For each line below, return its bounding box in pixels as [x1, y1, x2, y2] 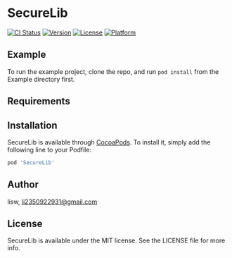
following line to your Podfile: [7, 145, 92, 154]
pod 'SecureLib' [7, 159, 55, 166]
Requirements [7, 95, 70, 107]
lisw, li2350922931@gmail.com [7, 197, 98, 206]
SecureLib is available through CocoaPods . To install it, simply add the [7, 137, 211, 146]
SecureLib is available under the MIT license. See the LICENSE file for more [7, 236, 226, 245]
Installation [7, 119, 58, 131]
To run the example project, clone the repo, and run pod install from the [7, 67, 219, 75]
